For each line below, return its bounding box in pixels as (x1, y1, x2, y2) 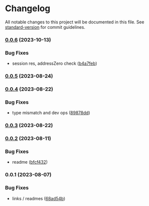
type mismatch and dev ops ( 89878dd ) (12, 110, 90, 116)
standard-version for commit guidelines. (5, 24, 85, 30)
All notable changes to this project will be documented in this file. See (5, 19, 145, 25)
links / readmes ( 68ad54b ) (12, 195, 66, 201)
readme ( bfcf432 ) (12, 159, 48, 165)
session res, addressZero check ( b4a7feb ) (12, 60, 98, 66)
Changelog (5, 3, 50, 14)
